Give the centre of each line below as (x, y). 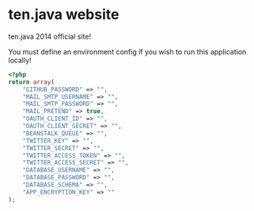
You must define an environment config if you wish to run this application (127, 51)
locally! (20, 60)
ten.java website (64, 15)
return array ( (32, 82)
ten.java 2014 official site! (50, 36)
